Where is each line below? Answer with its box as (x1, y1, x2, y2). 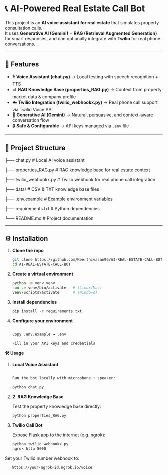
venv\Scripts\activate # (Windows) (12, 290, 98, 295)
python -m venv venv (12, 281, 55, 286)
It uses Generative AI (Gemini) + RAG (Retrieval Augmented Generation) (5, 30, 157, 36)
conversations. (5, 41, 36, 47)
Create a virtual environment (12, 271, 74, 277)
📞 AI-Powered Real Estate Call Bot (5, 3, 145, 14)
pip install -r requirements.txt (12, 308, 82, 314)
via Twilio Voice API (12, 106, 53, 112)
